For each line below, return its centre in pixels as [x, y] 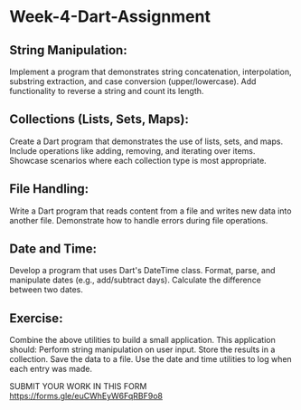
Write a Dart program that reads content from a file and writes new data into [150, 211]
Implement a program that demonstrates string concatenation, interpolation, [150, 72]
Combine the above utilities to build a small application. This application [142, 340]
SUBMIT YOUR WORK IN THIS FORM [78, 386]
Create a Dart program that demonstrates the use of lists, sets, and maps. [146, 141]
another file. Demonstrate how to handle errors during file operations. [139, 220]
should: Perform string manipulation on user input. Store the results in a [142, 349]
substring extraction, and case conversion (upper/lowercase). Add [133, 81]
